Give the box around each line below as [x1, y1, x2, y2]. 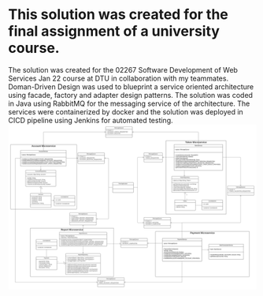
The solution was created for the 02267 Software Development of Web [8, 65, 239, 74]
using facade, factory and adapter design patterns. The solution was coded [8, 90, 254, 99]
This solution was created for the [8, 6, 228, 24]
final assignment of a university [8, 22, 220, 40]
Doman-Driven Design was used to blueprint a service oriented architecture [8, 81, 254, 92]
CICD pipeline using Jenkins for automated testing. [8, 115, 173, 125]
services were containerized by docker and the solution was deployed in [8, 107, 244, 116]
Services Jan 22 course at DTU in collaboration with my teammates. [8, 73, 229, 83]
